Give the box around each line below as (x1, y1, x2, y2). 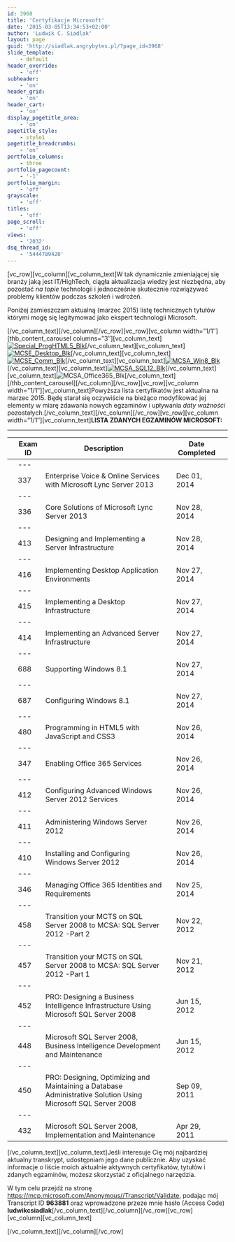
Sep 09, (176, 1081, 202, 1091)
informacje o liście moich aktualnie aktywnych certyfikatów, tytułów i (7, 1163, 206, 1171)
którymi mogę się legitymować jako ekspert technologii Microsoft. (7, 313, 197, 322)
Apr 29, (176, 1122, 201, 1131)
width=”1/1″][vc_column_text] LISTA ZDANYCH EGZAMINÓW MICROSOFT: (7, 416, 222, 424)
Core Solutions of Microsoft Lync (45, 503, 153, 512)
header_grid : (7, 88, 45, 95)
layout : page (7, 36, 45, 43)
